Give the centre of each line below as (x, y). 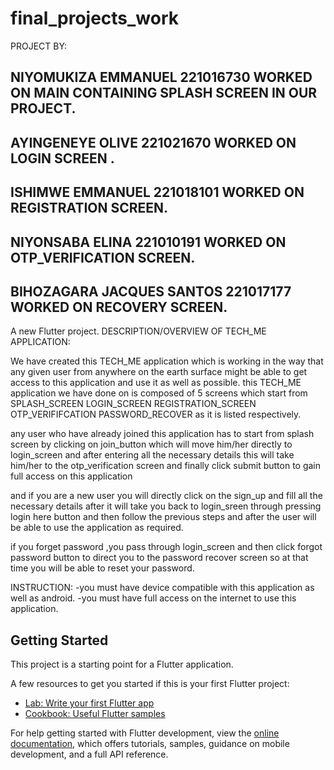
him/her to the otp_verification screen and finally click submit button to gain (166, 466)
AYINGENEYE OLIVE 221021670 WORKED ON (153, 142)
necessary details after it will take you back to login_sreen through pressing (166, 506)
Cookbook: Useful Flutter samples (95, 714)
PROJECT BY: (39, 46)
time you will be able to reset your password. (102, 568)
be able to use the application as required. (97, 528)
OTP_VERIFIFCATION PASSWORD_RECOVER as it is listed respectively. (156, 414)
